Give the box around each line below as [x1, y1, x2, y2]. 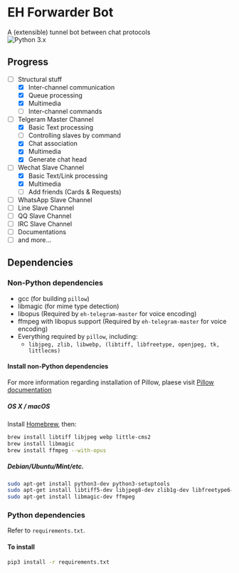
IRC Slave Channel [17, 219, 73, 228]
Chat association [28, 140, 78, 148]
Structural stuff [17, 75, 63, 83]
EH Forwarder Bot [7, 4, 114, 21]
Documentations [17, 227, 66, 236]
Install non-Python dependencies [7, 362, 109, 371]
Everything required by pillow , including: [17, 332, 138, 340]
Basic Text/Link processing [28, 172, 108, 180]
